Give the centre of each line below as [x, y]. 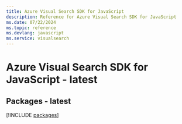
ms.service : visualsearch [37, 38]
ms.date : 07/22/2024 [31, 22]
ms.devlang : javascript [35, 33]
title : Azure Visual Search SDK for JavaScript [65, 11]
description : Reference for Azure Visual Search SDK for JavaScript [91, 17]
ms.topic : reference [31, 28]
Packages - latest [39, 101]
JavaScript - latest [52, 80]
